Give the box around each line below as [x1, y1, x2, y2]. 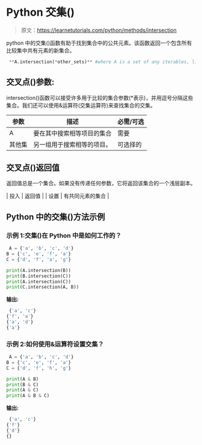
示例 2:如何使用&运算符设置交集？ [6, 340, 104, 348]
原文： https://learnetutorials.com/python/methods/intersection [20, 26, 177, 34]
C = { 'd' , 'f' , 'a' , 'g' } [6, 256, 71, 262]
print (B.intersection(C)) [6, 273, 71, 279]
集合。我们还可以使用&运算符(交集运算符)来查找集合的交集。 [6, 102, 156, 109]
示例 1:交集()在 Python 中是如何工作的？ [6, 231, 122, 239]
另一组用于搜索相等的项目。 [33, 140, 112, 149]
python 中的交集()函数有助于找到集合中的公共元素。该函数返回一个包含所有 [6, 39, 192, 46]
